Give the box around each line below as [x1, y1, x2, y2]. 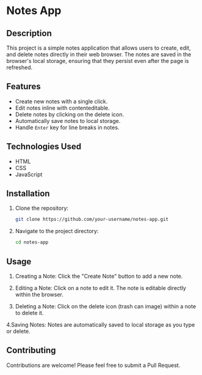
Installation [6, 188, 50, 199]
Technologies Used [6, 141, 81, 152]
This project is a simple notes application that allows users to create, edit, [6, 44, 191, 51]
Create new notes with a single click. [15, 97, 108, 105]
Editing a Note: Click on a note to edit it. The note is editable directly [15, 284, 186, 291]
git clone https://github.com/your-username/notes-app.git [15, 217, 169, 223]
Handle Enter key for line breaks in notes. [15, 124, 120, 131]
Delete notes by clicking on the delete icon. [15, 111, 124, 118]
